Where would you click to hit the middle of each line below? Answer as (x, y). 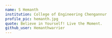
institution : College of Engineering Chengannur (56, 14)
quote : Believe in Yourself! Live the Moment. (54, 23)
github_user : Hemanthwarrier (35, 28)
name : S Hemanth (22, 10)
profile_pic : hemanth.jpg (32, 19)
